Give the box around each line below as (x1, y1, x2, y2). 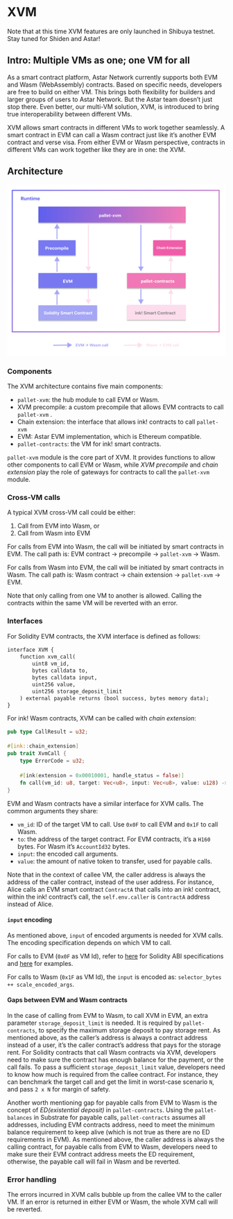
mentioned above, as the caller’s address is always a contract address (7, 1033, 208, 1041)
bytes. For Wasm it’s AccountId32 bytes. (17, 842, 130, 850)
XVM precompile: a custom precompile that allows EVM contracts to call (17, 403, 224, 411)
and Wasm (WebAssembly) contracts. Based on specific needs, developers (7, 80, 223, 89)
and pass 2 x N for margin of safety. (7, 1084, 111, 1093)
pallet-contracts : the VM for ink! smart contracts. (17, 440, 162, 448)
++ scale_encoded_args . (7, 980, 75, 988)
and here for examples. (7, 959, 74, 967)
